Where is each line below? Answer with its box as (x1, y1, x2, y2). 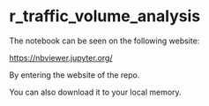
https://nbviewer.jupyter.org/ (9, 52, 113, 63)
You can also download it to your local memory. (9, 87, 183, 97)
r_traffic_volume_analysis (9, 6, 201, 26)
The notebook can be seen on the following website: (9, 35, 200, 46)
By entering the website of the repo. (9, 69, 140, 80)
